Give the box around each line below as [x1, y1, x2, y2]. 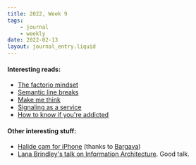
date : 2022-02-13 [7, 37, 59, 44]
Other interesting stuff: [7, 126, 77, 135]
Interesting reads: [7, 65, 61, 73]
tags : [7, 17, 23, 24]
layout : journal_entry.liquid [7, 43, 97, 50]
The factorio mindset [17, 80, 79, 89]
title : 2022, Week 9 [7, 10, 68, 18]
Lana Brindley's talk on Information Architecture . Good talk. [17, 149, 190, 159]
